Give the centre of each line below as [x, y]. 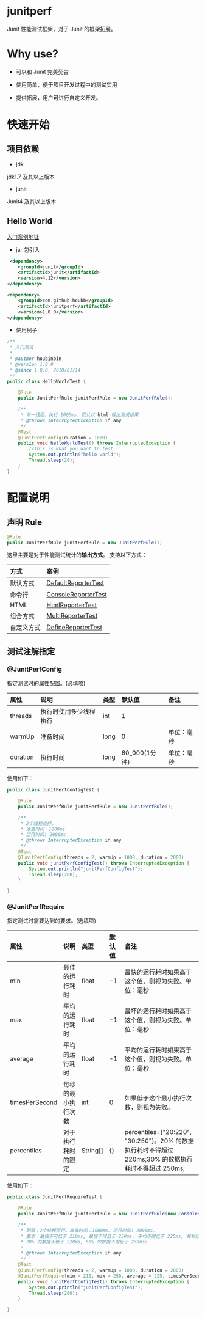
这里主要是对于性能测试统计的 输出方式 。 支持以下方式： [77, 555]
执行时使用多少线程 [68, 712]
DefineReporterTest [75, 628]
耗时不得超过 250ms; [155, 1168]
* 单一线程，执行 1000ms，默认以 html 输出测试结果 [79, 415]
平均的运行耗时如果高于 [158, 1050]
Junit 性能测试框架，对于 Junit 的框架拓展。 [61, 29]
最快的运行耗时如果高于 [158, 972]
